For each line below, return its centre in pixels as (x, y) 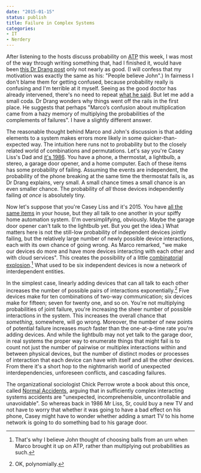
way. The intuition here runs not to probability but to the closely (109, 144)
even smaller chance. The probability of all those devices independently (95, 189)
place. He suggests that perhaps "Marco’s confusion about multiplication (96, 107)
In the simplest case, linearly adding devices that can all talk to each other (98, 283)
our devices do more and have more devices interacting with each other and (100, 251)
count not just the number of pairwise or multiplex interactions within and (96, 347)
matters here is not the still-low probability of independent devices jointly (96, 232)
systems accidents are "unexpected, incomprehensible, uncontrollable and (98, 397)
